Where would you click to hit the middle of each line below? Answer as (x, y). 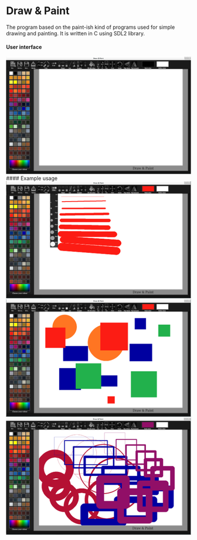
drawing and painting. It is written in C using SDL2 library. (76, 33)
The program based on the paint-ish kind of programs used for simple (91, 27)
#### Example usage (32, 178)
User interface (24, 47)
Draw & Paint (38, 11)
